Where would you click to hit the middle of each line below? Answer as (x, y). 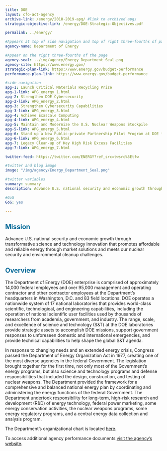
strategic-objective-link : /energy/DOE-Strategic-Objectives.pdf (74, 24)
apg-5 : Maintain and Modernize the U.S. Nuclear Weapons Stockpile (77, 125)
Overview (21, 270)
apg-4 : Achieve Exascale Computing (42, 115)
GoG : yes (14, 202)
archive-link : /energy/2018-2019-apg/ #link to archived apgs (71, 19)
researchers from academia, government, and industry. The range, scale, (80, 319)
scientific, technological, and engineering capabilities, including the (74, 309)
